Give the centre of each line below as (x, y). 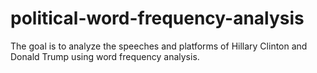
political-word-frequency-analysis (157, 18)
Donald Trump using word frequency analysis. (105, 56)
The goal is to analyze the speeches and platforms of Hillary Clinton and (159, 46)
